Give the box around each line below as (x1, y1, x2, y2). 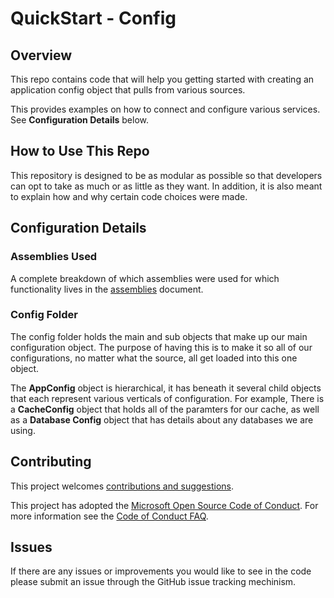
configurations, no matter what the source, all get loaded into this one (10, 352, 298, 364)
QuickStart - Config (10, 7, 177, 30)
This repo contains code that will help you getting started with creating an (10, 73, 315, 85)
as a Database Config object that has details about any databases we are (10, 413, 314, 426)
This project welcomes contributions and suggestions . (10, 480, 234, 492)
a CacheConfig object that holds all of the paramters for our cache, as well (10, 403, 320, 415)
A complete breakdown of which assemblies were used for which (10, 272, 280, 284)
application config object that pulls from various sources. (10, 84, 246, 96)
